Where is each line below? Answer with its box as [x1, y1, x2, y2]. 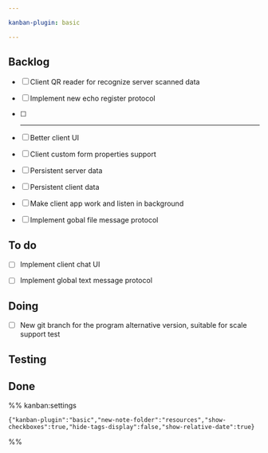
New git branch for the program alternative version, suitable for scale [19, 321, 247, 330]
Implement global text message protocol [19, 276, 153, 286]
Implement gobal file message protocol [30, 215, 159, 225]
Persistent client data [30, 183, 100, 192]
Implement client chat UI [19, 260, 100, 270]
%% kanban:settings [8, 400, 77, 411]
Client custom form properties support [30, 149, 157, 160]
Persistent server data [30, 166, 103, 175]
